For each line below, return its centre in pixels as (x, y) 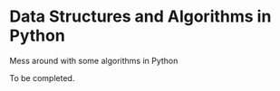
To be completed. (42, 77)
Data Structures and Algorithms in (140, 17)
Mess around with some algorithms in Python (94, 60)
